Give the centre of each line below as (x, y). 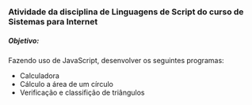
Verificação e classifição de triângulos (82, 92)
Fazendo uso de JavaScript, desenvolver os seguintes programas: (116, 60)
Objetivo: (24, 40)
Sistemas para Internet (53, 21)
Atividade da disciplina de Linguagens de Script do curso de (126, 12)
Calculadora (39, 75)
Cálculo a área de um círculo (66, 84)
